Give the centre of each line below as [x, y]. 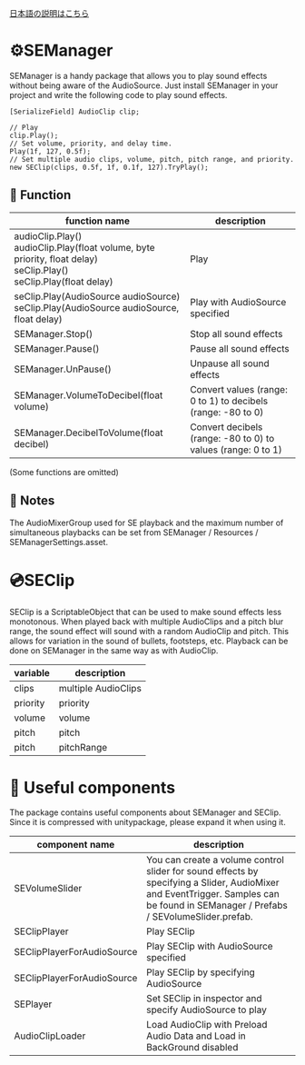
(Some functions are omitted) [64, 472]
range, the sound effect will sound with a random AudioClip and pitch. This [149, 631]
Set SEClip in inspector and [204, 999]
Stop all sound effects [236, 333]
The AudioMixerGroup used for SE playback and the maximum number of [147, 523]
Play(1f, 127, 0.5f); [50, 151]
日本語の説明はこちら [49, 13]
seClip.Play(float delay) [64, 282]
